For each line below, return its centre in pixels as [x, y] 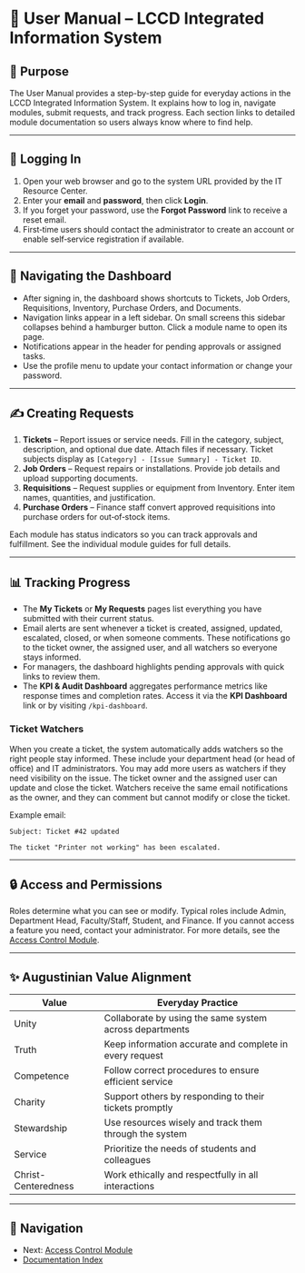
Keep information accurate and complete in [196, 1044]
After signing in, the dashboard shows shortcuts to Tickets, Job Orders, [156, 298]
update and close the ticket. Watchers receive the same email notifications [149, 787]
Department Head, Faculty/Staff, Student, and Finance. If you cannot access [152, 920]
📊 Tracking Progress [70, 582]
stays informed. [52, 657]
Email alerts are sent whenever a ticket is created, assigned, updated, [152, 628]
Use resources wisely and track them [183, 1123]
